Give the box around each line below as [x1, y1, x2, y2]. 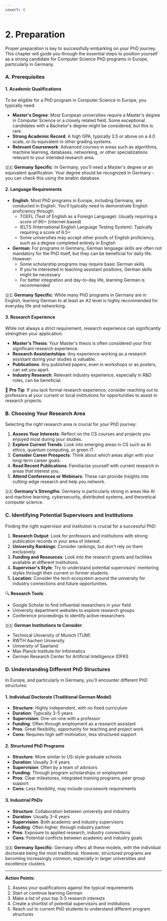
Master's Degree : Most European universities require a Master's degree [12, 112, 161, 118]
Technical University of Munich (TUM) [12, 632, 91, 638]
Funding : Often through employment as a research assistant [12, 721, 136, 727]
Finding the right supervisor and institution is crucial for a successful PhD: [5, 523, 157, 529]
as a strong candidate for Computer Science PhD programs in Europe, [5, 56, 149, 62]
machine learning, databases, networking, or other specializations [12, 149, 148, 155]
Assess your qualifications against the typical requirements [12, 885, 134, 891]
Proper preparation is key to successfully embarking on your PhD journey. [5, 45, 157, 51]
